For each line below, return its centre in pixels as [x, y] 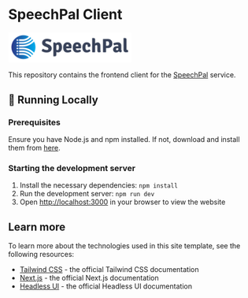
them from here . [34, 148]
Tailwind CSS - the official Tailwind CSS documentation [109, 270]
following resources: [41, 255]
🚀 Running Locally [53, 100]
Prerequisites [34, 122]
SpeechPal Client [65, 15]
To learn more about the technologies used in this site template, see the [124, 246]
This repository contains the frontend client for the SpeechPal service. [122, 75]
